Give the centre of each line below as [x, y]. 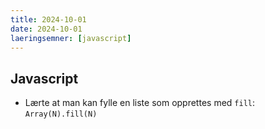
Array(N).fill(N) [61, 114]
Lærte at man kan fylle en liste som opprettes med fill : [140, 103]
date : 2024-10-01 [46, 29]
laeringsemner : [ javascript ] [71, 38]
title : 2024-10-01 [48, 19]
